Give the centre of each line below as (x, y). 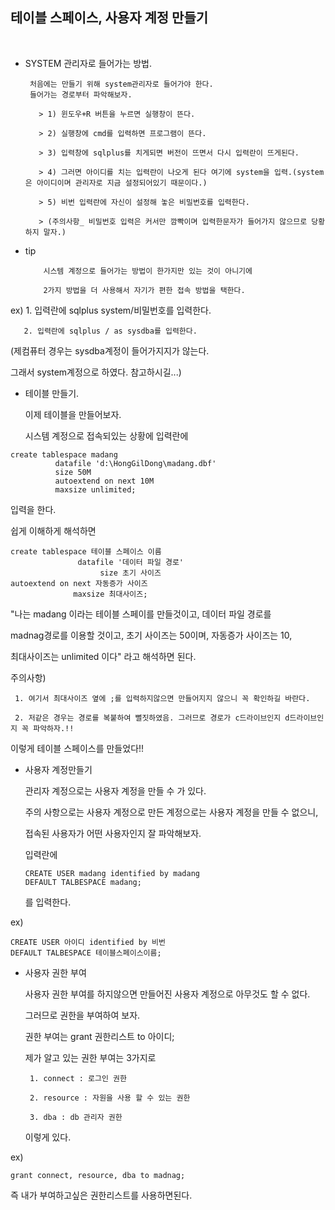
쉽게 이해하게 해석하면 (53, 530)
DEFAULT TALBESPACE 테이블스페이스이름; (86, 953)
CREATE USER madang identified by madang (112, 873)
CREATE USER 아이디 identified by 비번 (88, 942)
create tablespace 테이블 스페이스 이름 (86, 551)
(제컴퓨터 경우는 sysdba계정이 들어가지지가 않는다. (110, 350)
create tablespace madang (64, 454)
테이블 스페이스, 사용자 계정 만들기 (109, 18)
